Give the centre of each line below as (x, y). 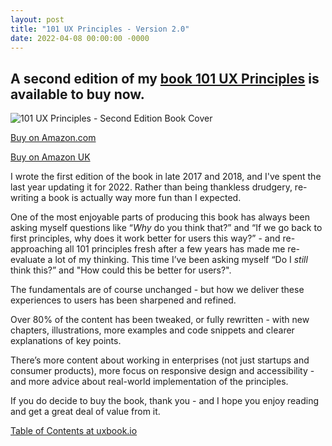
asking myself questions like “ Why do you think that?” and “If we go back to (166, 228)
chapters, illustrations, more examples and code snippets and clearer (152, 330)
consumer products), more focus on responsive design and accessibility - (162, 371)
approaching (36, 249)
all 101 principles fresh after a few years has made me (175, 249)
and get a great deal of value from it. (85, 412)
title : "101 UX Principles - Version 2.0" (100, 29)
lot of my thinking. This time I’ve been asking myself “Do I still (181, 260)
